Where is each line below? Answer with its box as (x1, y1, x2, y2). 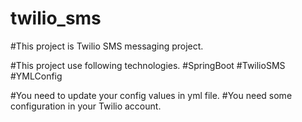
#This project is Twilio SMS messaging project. (10, 40, 204, 52)
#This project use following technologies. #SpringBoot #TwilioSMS (10, 59, 286, 71)
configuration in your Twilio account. (10, 100, 162, 112)
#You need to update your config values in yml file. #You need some (10, 89, 293, 101)
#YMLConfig (10, 70, 63, 82)
